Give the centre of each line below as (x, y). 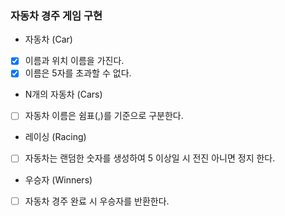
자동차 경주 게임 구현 (56, 15)
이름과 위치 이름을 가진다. (74, 61)
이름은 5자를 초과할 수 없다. (78, 73)
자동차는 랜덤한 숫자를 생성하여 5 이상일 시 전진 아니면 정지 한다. (150, 158)
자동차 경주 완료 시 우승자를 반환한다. (97, 201)
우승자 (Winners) (58, 179)
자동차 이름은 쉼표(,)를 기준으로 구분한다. (104, 116)
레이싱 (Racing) (55, 137)
